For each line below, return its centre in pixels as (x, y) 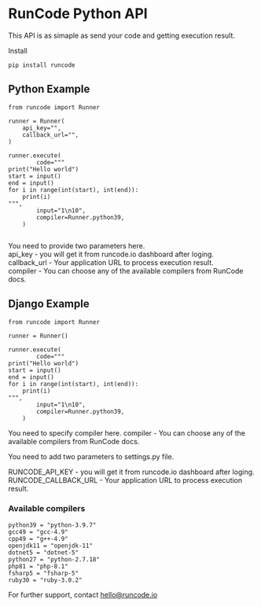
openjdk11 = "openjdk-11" (50, 546)
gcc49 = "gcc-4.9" (38, 532)
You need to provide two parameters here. (77, 245)
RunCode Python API (78, 14)
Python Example (49, 89)
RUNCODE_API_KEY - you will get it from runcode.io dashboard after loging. (131, 472)
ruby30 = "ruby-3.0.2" (45, 580)
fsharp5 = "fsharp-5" (44, 573)
